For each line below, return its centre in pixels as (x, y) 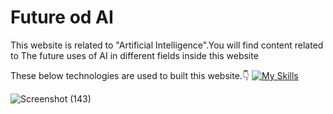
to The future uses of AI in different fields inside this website (134, 55)
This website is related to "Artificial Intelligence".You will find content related (167, 45)
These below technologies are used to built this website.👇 (130, 75)
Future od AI (62, 17)
